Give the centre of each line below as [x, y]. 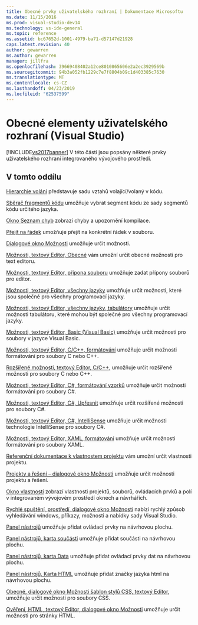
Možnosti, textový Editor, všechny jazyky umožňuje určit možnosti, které [94, 290]
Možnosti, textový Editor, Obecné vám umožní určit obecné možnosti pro [95, 255]
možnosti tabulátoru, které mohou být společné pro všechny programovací [97, 314]
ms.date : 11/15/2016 [32, 17]
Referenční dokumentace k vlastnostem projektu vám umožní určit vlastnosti [99, 456]
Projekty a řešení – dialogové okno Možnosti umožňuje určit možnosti [90, 474]
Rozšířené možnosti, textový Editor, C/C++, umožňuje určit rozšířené [89, 367]
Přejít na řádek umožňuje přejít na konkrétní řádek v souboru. [80, 232]
